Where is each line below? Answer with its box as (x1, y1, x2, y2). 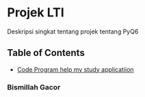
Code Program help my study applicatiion (16, 65, 135, 73)
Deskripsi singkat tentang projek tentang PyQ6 (7, 27, 139, 36)
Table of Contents (7, 47, 85, 59)
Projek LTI (7, 5, 65, 20)
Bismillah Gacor (7, 82, 61, 92)
